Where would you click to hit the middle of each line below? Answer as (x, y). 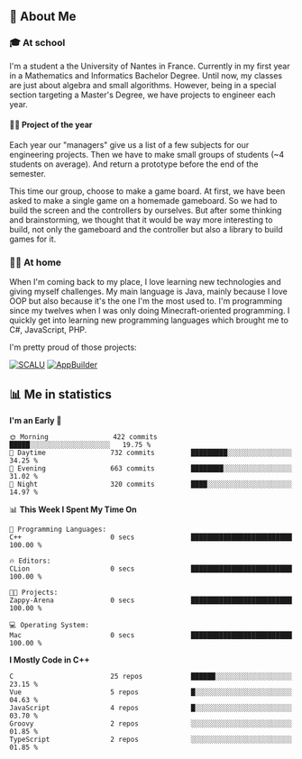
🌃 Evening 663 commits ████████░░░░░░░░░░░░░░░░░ (151, 469)
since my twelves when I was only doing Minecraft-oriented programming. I (150, 311)
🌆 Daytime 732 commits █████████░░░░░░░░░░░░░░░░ (151, 453)
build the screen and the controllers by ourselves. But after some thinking (146, 210)
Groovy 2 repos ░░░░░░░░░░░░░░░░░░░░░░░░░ (151, 724)
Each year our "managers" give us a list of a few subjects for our (129, 144)
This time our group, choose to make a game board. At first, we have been (147, 191)
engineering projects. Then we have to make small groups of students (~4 (147, 154)
